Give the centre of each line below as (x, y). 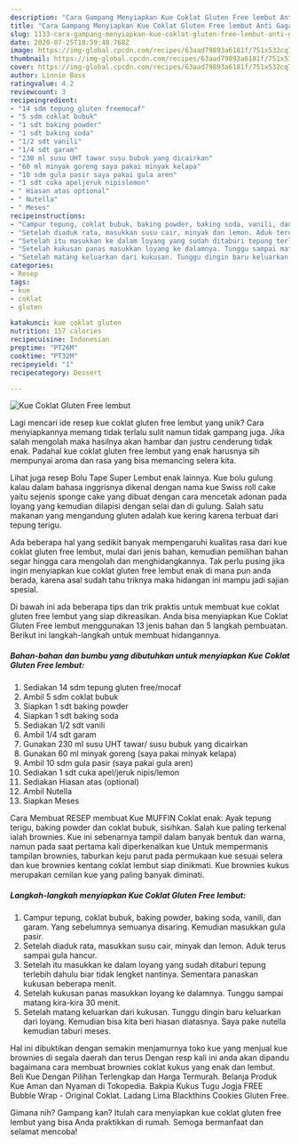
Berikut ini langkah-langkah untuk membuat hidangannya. (115, 635)
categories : (32, 266)
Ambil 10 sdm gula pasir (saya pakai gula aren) (108, 763)
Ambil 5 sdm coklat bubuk (71, 697)
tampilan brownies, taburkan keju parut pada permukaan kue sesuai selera (146, 856)
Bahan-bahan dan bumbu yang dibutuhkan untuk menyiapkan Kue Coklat (150, 656)
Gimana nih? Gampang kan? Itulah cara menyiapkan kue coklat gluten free (146, 1113)
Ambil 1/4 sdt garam (59, 735)
